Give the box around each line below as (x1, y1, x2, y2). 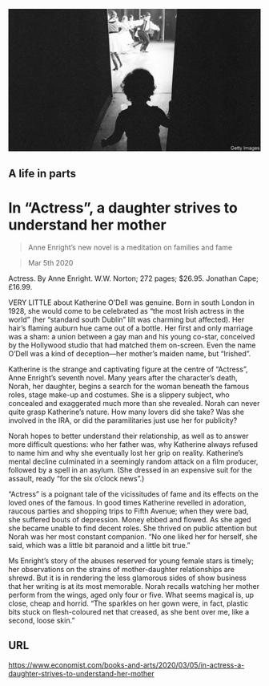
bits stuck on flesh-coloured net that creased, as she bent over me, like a (8, 607, 250, 616)
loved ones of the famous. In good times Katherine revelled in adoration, (8, 497, 247, 507)
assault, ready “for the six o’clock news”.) (8, 473, 145, 483)
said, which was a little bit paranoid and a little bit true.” (8, 540, 191, 550)
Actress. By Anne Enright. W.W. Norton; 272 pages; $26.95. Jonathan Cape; (8, 274, 259, 283)
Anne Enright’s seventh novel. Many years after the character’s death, (8, 372, 238, 382)
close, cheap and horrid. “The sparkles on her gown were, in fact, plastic (8, 599, 249, 608)
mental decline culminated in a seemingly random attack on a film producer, (8, 457, 259, 466)
